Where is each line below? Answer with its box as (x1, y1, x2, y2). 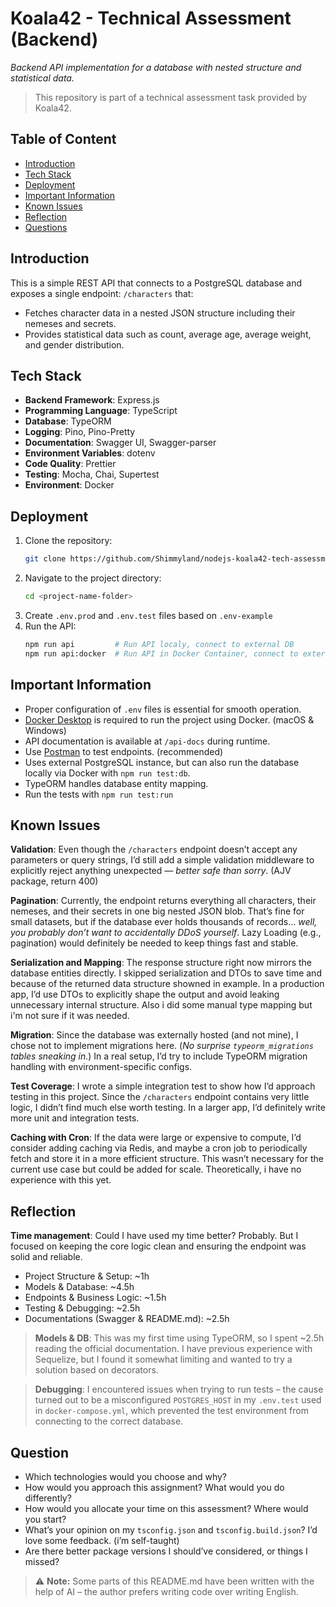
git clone (24, 554, 67, 564)
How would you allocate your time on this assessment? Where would (24, 1502, 309, 1514)
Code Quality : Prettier (24, 458, 117, 470)
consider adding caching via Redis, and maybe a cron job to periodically (10, 1142, 308, 1154)
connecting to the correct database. (34, 1415, 184, 1427)
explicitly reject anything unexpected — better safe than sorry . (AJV (10, 865, 292, 877)
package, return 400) (10, 875, 99, 887)
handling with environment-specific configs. (10, 1061, 193, 1073)
